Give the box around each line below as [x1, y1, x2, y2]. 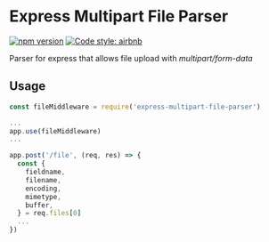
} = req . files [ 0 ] [17, 209, 82, 218]
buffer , [25, 200, 53, 210]
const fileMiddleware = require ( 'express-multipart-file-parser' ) [9, 102, 261, 111]
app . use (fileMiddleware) [9, 126, 102, 135]
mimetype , [25, 192, 62, 201]
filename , [25, 175, 62, 184]
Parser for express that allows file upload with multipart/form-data [9, 52, 253, 63]
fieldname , [25, 167, 66, 176]
